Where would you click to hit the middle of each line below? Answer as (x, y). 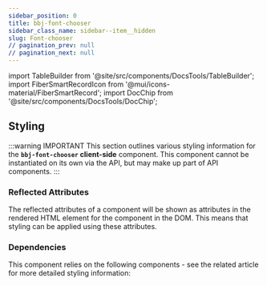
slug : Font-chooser (41, 38)
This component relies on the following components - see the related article (133, 264)
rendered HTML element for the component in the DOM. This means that (128, 218)
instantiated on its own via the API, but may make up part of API (113, 163)
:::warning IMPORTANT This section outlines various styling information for (132, 146)
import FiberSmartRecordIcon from (66, 84)
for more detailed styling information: (69, 273)
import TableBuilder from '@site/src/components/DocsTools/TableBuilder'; (131, 76)
